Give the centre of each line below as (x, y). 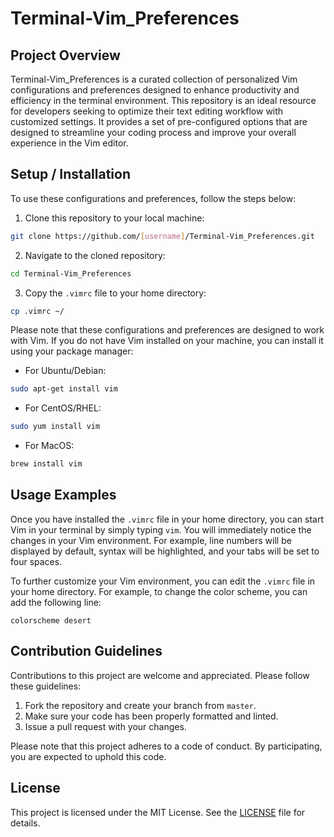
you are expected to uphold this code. (88, 756)
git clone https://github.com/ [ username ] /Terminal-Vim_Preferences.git (162, 236)
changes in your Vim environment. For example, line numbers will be (151, 540)
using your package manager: (72, 351)
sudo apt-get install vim (64, 389)
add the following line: (56, 602)
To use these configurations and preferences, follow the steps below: (153, 198)
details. (25, 823)
